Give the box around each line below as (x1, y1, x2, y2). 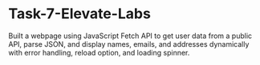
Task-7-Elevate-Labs (8, 5, 151, 23)
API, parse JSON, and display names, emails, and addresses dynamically (8, 39, 250, 48)
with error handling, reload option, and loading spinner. (8, 48, 190, 57)
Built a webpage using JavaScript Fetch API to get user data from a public (8, 31, 253, 40)
